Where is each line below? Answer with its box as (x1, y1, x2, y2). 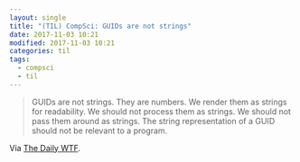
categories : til (9, 47, 70, 56)
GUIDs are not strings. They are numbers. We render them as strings (31, 96, 287, 107)
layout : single (9, 13, 67, 22)
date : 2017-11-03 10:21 (9, 30, 99, 39)
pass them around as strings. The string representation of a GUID (31, 115, 276, 126)
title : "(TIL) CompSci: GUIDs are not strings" (9, 22, 192, 31)
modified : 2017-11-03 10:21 (9, 38, 116, 48)
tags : (9, 55, 30, 64)
